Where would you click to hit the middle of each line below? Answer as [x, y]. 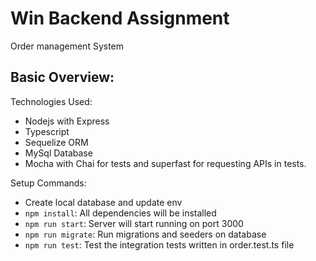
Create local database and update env [103, 202]
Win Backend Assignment [120, 18]
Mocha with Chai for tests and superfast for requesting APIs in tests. [165, 163]
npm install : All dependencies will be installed [120, 213]
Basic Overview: [62, 77]
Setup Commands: [48, 183]
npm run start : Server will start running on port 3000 [134, 223]
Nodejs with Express [67, 121]
